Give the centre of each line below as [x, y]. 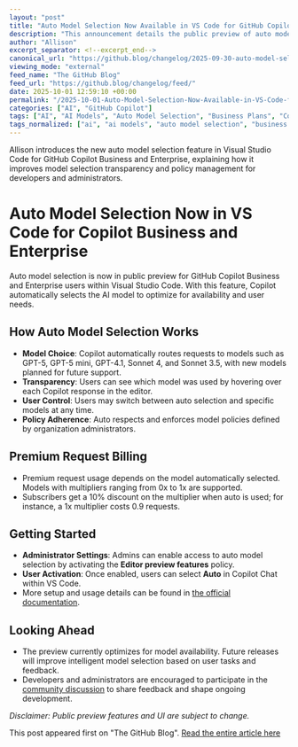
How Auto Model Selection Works [104, 332]
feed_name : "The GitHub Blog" [65, 75]
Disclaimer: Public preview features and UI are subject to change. [129, 716]
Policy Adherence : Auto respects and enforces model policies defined [151, 419]
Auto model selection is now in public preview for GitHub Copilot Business [145, 276]
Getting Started [53, 534]
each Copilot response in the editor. [87, 391]
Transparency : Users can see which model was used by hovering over [152, 381]
